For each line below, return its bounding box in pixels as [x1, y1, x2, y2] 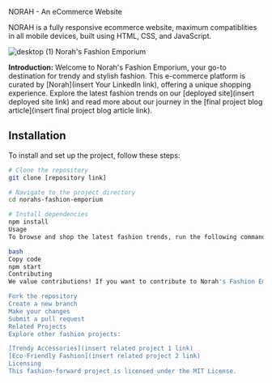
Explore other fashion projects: [8, 330, 121, 338]
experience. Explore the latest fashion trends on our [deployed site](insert [8, 88, 255, 98]
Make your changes [8, 307, 70, 315]
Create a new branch [8, 300, 79, 309]
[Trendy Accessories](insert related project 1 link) [8, 344, 194, 353]
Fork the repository [8, 292, 79, 300]
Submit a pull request [8, 315, 85, 323]
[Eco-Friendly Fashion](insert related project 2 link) [8, 352, 201, 360]
